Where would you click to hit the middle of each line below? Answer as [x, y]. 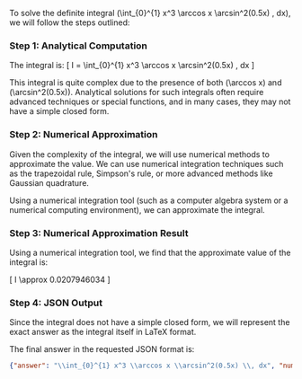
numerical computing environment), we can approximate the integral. [137, 209]
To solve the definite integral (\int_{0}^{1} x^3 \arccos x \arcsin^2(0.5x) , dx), [150, 13]
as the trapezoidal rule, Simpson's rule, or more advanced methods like [141, 173]
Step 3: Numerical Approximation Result [99, 233]
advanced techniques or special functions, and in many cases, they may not [150, 101]
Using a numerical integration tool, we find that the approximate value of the [150, 252]
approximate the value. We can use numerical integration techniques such [147, 163]
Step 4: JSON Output [56, 303]
